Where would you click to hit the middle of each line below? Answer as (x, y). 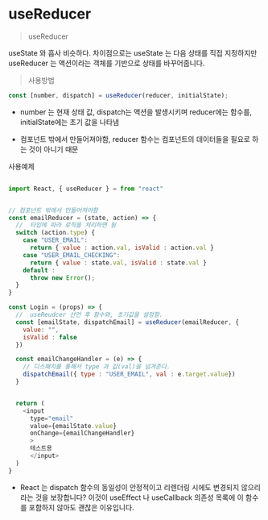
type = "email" (52, 418)
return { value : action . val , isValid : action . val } (122, 248)
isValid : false (50, 337)
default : (39, 270)
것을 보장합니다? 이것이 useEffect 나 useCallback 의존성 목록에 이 (139, 497)
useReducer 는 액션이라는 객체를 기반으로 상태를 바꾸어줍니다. (107, 63)
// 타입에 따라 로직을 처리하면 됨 (66, 225)
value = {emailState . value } (73, 426)
